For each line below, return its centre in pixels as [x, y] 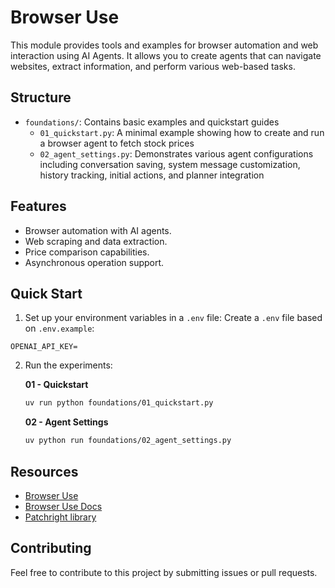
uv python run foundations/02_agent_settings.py [128, 441]
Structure [41, 97]
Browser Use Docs [63, 506]
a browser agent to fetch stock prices [117, 143]
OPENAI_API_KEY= [44, 347]
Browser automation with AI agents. [98, 230]
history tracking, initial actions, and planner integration [152, 175]
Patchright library [60, 517]
